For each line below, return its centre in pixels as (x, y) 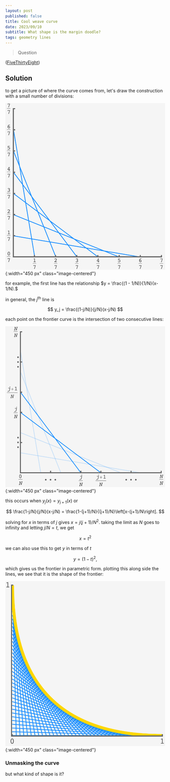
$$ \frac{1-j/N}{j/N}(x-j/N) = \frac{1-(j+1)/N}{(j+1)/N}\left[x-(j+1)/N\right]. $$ (85, 512)
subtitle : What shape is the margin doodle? (53, 32)
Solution (19, 78)
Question (27, 53)
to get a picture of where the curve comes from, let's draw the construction (84, 90)
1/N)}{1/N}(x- (145, 283)
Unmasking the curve (32, 763)
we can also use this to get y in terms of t (48, 548)
